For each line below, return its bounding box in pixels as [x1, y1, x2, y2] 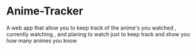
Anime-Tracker [6, 4, 83, 18]
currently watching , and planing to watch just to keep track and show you [6, 30, 190, 37]
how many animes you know [6, 37, 77, 44]
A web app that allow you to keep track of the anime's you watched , [6, 24, 177, 31]
